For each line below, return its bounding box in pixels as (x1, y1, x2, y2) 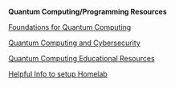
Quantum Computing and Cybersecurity (8, 38, 140, 48)
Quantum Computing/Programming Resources (8, 7, 167, 16)
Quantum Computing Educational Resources (8, 54, 155, 63)
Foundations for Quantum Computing (8, 23, 132, 31)
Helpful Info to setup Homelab (8, 69, 108, 79)
